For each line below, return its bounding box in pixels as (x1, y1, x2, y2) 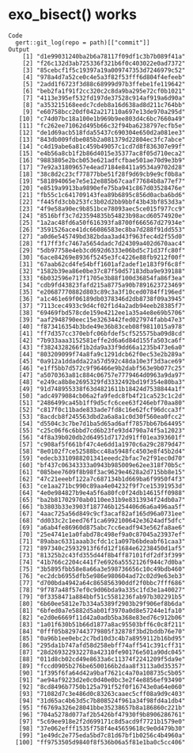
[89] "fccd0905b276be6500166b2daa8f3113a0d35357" (18, 662, 186, 670)
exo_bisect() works (8, 6, 137, 24)
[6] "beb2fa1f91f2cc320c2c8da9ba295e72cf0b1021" (22, 87, 186, 95)
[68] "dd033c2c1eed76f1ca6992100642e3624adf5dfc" (18, 516, 186, 524)
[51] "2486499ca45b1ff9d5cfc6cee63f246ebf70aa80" (18, 398, 186, 407)
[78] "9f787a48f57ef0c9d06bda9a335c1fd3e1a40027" (18, 586, 186, 594)
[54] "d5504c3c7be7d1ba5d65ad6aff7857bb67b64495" (18, 420, 186, 428)
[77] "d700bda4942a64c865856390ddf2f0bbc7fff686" (18, 579, 186, 587)
